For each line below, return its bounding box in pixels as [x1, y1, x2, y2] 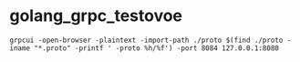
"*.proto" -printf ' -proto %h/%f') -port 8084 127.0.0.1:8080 [33, 43, 280, 53]
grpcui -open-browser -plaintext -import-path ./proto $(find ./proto [9, 36, 284, 45]
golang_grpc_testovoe [9, 5, 183, 26]
